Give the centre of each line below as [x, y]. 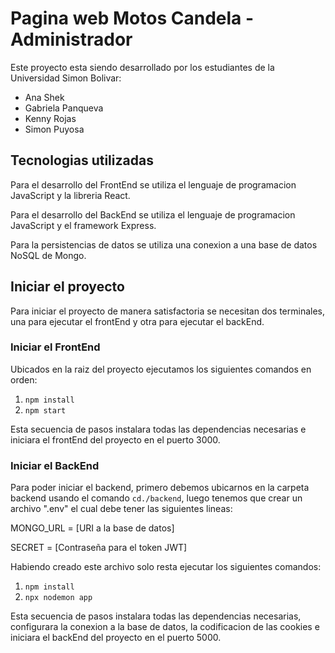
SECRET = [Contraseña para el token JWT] [99, 548]
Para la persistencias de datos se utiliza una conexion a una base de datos [164, 244]
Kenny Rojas [50, 118]
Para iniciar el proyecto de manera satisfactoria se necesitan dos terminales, [168, 311]
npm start [45, 410]
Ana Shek [44, 97]
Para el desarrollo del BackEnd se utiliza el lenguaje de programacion [153, 214]
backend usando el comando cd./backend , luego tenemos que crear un [156, 498]
